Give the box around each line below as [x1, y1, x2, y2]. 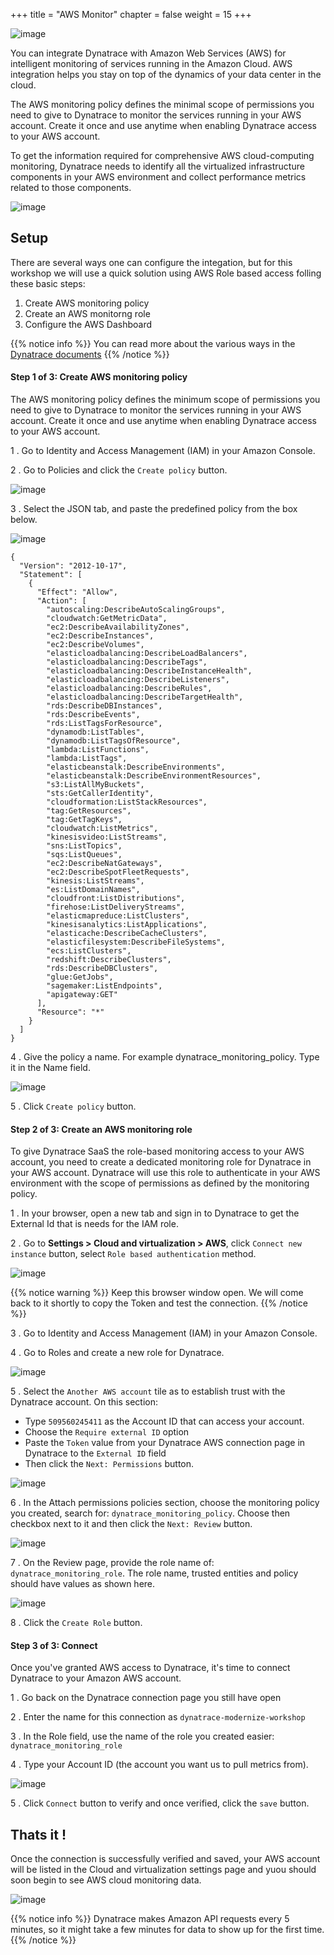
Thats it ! [10, 1826, 67, 1843]
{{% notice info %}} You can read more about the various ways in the [10, 337, 296, 349]
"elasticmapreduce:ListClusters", [46, 911, 190, 921]
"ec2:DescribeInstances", [46, 631, 155, 641]
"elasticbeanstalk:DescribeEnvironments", [46, 762, 226, 773]
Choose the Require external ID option [24, 1426, 190, 1438]
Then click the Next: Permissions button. [24, 1458, 195, 1470]
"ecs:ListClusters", [46, 946, 132, 956]
